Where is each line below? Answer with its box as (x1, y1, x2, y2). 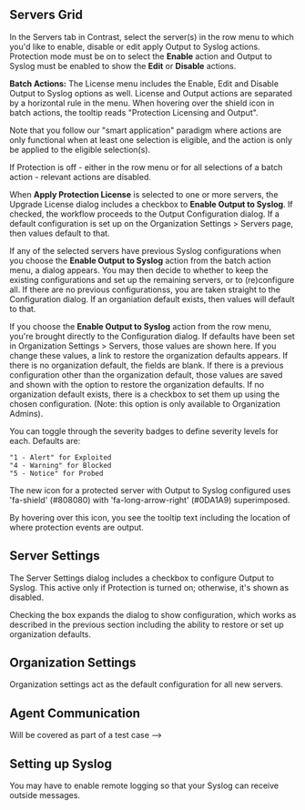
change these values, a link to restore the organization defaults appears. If (9, 349, 289, 360)
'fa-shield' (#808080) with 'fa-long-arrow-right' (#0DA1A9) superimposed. (9, 494, 290, 505)
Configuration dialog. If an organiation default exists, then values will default (9, 293, 295, 304)
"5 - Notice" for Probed (9, 469, 104, 478)
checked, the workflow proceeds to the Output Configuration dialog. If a (9, 208, 280, 219)
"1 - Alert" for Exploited (9, 452, 112, 462)
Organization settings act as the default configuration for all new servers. (9, 679, 284, 690)
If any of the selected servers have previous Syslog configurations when (9, 245, 281, 256)
